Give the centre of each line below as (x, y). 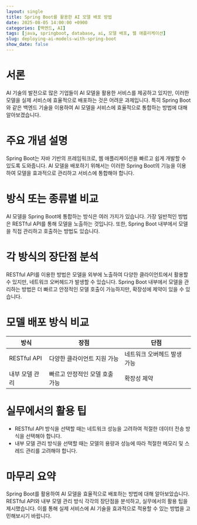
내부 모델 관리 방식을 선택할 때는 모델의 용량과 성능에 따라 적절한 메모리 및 (99, 443)
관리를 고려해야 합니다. (52, 450)
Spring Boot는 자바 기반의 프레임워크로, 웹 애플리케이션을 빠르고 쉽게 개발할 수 (96, 158)
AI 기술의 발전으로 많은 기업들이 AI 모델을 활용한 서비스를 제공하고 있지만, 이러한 (98, 92)
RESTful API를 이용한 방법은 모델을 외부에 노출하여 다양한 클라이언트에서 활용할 (97, 274)
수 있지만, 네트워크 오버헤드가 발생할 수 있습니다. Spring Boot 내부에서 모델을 (94, 282)
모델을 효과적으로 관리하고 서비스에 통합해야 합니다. (76, 173)
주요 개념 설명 (37, 141)
